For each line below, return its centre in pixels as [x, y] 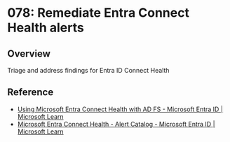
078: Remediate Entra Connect [98, 13]
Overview [29, 54]
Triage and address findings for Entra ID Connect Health [88, 70]
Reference [31, 92]
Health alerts [46, 28]
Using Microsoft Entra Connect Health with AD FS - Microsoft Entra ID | [120, 109]
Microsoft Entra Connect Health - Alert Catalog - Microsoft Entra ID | [116, 124]
